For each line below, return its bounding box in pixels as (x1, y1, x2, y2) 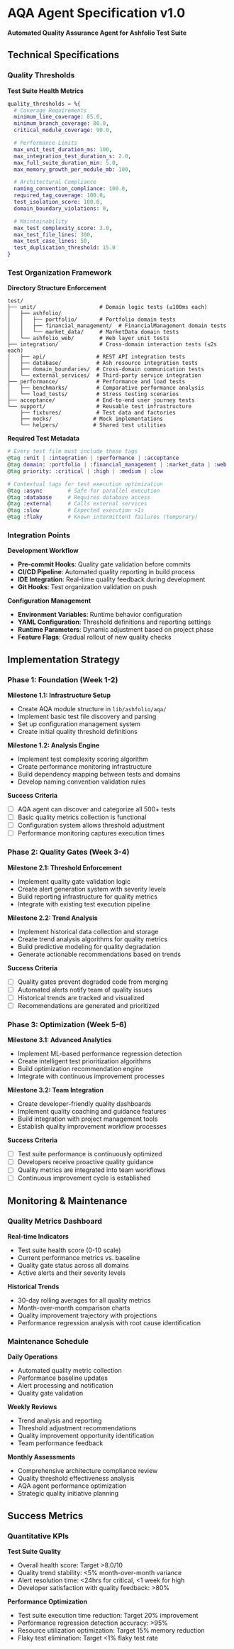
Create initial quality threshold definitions (17, 728, 138, 736)
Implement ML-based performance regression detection (17, 1049, 182, 1058)
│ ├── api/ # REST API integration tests (7, 354, 186, 361)
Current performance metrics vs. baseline (17, 1254, 140, 1262)
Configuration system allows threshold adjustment (17, 821, 165, 830)
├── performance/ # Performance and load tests (7, 378, 186, 385)
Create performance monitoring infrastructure (17, 762, 152, 771)
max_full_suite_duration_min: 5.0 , (13, 159, 119, 166)
